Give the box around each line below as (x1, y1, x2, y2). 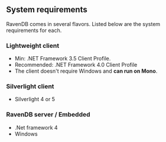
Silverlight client (6, 82, 54, 91)
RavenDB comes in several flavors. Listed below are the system (6, 20, 161, 27)
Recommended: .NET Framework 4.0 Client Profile (14, 62, 138, 69)
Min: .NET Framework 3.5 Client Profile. (14, 55, 111, 62)
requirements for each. (6, 27, 62, 34)
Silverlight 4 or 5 (14, 96, 55, 103)
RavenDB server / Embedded (6, 111, 90, 119)
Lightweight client (6, 41, 60, 50)
